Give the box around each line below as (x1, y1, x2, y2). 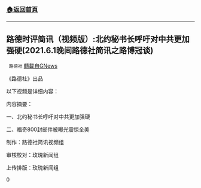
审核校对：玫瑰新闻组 (6, 151, 59, 159)
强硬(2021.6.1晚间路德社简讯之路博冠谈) (6, 45, 154, 55)
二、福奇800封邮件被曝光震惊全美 (6, 126, 90, 133)
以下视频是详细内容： (6, 88, 59, 95)
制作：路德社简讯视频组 (6, 139, 64, 146)
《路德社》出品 (6, 75, 43, 82)
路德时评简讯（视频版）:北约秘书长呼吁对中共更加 (6, 34, 190, 44)
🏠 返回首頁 (6, 5, 38, 13)
